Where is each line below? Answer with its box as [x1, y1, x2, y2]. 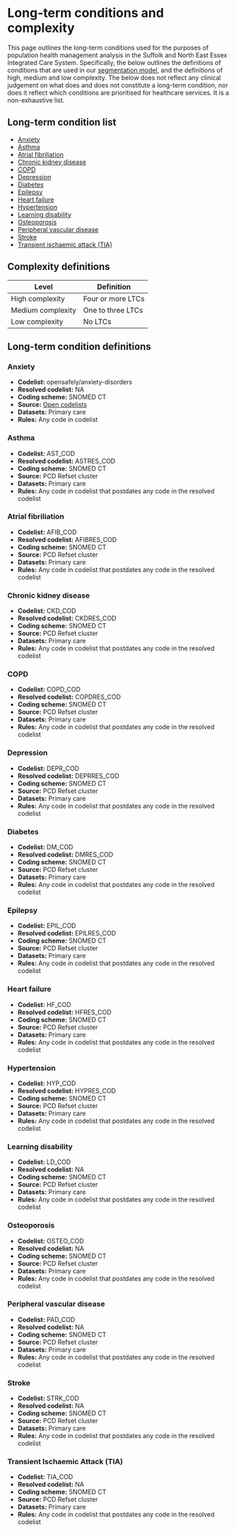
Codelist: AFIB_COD [17, 528, 77, 536]
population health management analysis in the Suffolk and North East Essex [7, 51, 228, 59]
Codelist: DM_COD [17, 843, 73, 852]
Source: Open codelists [17, 401, 87, 409]
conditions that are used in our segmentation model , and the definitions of [7, 66, 223, 74]
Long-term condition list [7, 117, 117, 129]
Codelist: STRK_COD [17, 1394, 80, 1403]
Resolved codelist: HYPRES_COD [17, 1086, 117, 1095]
